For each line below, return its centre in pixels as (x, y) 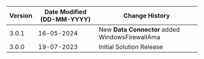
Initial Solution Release (131, 47)
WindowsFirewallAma (130, 37)
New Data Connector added (139, 29)
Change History (147, 16)
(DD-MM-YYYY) (66, 19)
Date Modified (66, 12)
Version (21, 16)
